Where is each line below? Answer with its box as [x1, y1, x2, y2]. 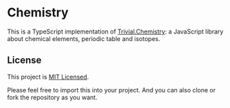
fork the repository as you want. [7, 93, 97, 101]
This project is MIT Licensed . [7, 72, 89, 81]
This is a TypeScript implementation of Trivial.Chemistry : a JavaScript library [7, 27, 224, 36]
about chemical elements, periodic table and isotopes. [7, 34, 161, 42]
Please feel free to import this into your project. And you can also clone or [7, 85, 216, 94]
